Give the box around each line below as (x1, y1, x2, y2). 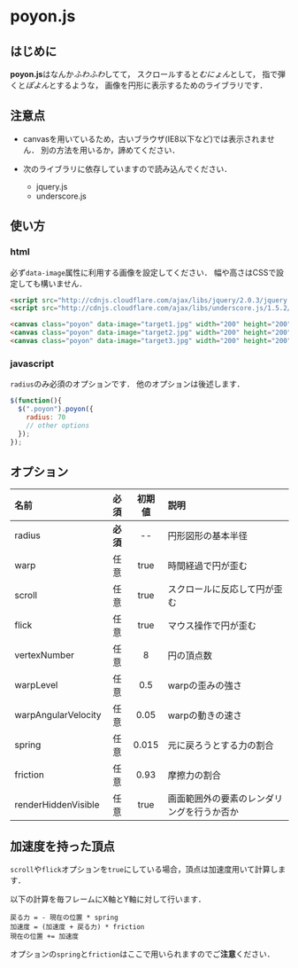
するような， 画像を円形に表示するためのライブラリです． (56, 80, 268, 90)
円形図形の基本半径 (167, 530, 248, 543)
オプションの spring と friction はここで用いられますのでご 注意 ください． (10, 948, 275, 959)
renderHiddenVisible (14, 799, 100, 811)
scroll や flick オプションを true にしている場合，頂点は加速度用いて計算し (10, 864, 279, 875)
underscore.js (35, 191, 87, 201)
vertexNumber (14, 649, 74, 661)
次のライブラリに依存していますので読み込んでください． (22, 163, 233, 174)
